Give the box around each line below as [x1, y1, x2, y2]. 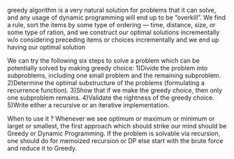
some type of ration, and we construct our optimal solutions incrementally [7, 28, 220, 36]
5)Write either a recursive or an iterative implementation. [7, 101, 170, 109]
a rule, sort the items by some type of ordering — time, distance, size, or [7, 21, 216, 29]
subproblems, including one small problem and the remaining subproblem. [7, 71, 221, 79]
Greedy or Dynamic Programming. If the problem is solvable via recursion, [7, 129, 221, 137]
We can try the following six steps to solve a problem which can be [7, 56, 200, 65]
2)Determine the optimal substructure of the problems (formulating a [7, 79, 205, 86]
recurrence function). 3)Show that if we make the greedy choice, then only [7, 86, 222, 94]
